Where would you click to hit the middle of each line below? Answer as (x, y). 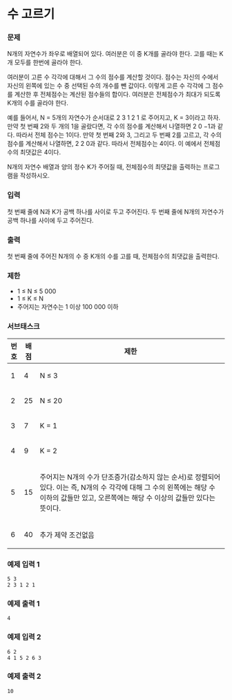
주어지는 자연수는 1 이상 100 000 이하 (68, 307)
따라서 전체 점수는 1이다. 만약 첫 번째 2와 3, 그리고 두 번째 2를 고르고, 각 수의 (119, 135)
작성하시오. (35, 176)
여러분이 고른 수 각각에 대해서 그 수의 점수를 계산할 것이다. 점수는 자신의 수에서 (113, 77)
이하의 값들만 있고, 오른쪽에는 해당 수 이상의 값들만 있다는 (128, 498)
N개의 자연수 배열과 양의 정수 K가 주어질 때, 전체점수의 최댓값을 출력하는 (104, 167)
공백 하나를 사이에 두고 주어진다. (51, 220)
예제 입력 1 (23, 564)
